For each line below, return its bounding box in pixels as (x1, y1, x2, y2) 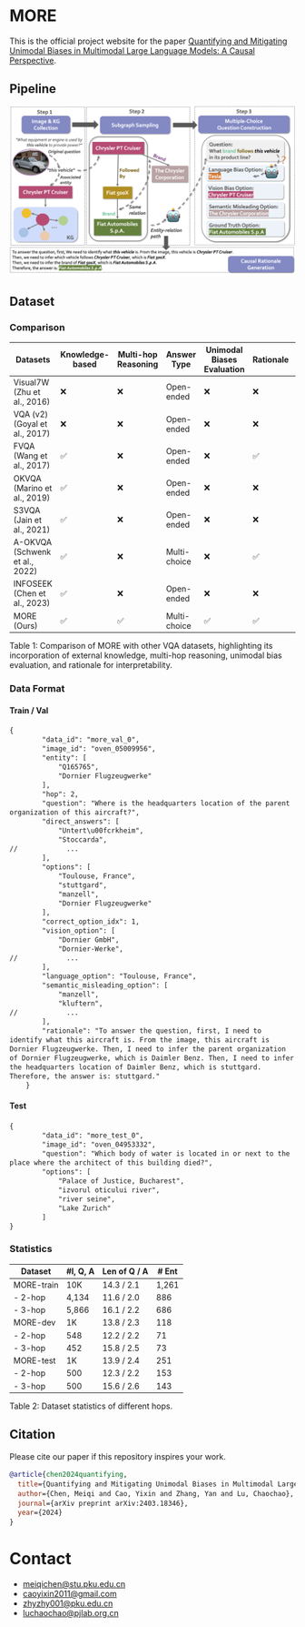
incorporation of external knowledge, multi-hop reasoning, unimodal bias (9, 650, 283, 661)
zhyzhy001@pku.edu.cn (22, 1598, 113, 1609)
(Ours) (13, 620, 38, 631)
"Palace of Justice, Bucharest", (57, 1176, 184, 1186)
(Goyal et (13, 419, 48, 429)
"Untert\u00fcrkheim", (57, 826, 144, 835)
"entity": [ (42, 753, 88, 763)
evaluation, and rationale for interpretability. (9, 660, 172, 671)
